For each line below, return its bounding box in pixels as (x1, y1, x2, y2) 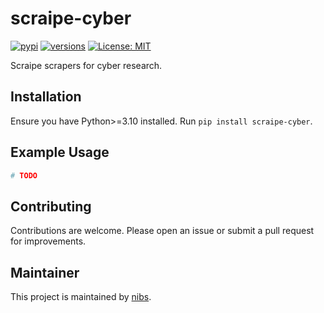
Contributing (10, 198, 92, 215)
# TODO (10, 170, 38, 181)
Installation (10, 88, 82, 106)
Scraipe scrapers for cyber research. (10, 59, 163, 71)
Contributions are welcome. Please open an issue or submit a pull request (10, 225, 315, 237)
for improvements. (10, 235, 87, 247)
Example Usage (10, 144, 110, 161)
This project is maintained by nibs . (10, 291, 152, 303)
